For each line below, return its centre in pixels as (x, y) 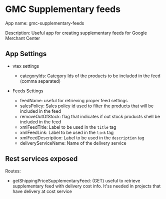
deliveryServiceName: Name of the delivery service (73, 143)
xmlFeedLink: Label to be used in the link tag (67, 132)
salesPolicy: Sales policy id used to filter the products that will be (87, 106)
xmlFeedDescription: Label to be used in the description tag (82, 138)
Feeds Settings (28, 91)
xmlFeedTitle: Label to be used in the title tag (68, 127)
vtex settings (26, 66)
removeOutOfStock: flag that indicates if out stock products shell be (90, 116)
